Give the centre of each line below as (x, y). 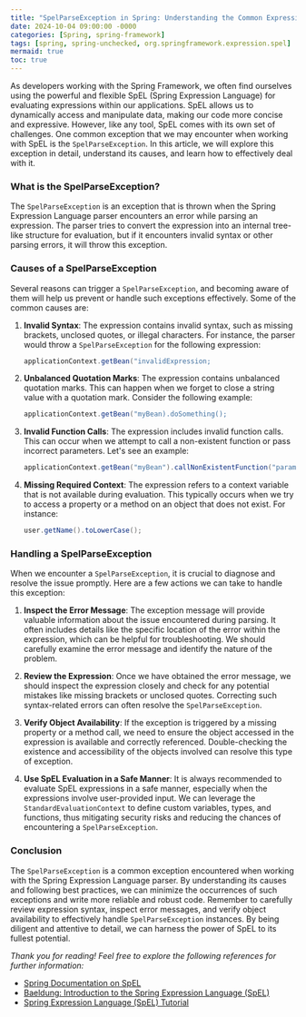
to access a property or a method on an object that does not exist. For (154, 504)
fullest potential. (40, 938)
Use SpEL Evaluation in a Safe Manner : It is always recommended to (153, 779)
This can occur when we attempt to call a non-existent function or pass (157, 441)
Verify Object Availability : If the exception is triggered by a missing (150, 723)
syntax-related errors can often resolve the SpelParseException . (143, 706)
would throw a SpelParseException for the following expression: (142, 344)
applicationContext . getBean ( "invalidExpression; (117, 361)
